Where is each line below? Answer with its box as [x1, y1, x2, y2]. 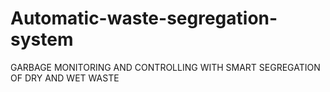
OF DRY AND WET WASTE [10, 72, 120, 84]
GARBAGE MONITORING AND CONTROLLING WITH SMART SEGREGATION [10, 61, 321, 73]
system [10, 28, 74, 51]
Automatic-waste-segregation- [10, 7, 278, 30]
